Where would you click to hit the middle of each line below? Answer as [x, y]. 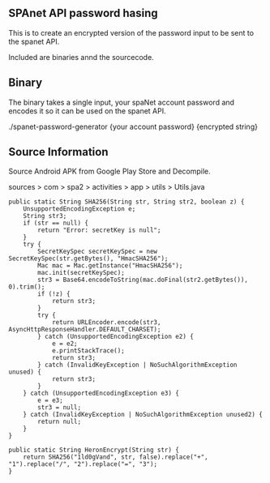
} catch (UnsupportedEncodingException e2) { [116, 337]
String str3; [45, 216]
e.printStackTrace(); [88, 351]
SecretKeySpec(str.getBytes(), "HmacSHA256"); [88, 259]
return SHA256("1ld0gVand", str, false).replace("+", [116, 457]
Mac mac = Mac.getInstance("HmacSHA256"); [110, 266]
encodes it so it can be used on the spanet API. [87, 111]
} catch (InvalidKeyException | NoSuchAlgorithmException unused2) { [143, 415]
